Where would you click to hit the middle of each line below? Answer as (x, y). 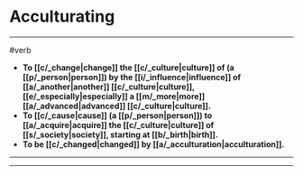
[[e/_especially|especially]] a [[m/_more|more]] (114, 96)
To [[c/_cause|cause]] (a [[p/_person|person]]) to (117, 115)
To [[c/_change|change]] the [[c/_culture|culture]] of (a (128, 67)
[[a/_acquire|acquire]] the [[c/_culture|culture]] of (118, 124)
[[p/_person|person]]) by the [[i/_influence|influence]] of (132, 77)
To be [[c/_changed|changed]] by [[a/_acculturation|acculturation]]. (153, 144)
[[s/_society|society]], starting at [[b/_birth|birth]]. (120, 134)
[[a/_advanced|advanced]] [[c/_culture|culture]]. (117, 106)
